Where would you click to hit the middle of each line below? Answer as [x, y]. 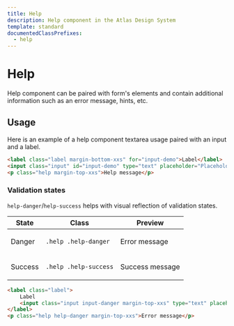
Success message [150, 267]
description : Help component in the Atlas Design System [92, 20]
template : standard [36, 26]
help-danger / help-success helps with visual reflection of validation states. [112, 205]
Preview [150, 222]
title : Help [24, 14]
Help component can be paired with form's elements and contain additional [115, 93]
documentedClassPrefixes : [45, 33]
